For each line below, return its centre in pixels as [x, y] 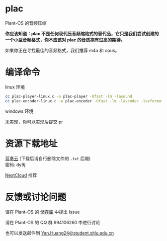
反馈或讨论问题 [36, 197]
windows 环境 [19, 111]
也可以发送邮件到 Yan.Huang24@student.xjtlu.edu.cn [60, 233]
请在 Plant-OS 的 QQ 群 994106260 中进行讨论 [53, 222]
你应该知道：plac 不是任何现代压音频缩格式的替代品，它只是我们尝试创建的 [82, 33]
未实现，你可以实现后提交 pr [34, 122]
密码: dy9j [15, 164]
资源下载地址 [32, 143]
